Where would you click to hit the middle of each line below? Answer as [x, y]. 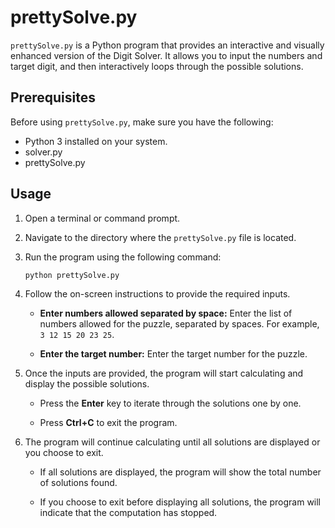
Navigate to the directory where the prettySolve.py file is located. [160, 237]
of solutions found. [78, 483]
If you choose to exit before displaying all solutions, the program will [180, 502]
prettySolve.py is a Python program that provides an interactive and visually [167, 45]
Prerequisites [53, 97]
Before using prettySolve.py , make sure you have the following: [142, 122]
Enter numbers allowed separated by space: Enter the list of [166, 313]
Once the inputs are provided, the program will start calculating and [164, 373]
